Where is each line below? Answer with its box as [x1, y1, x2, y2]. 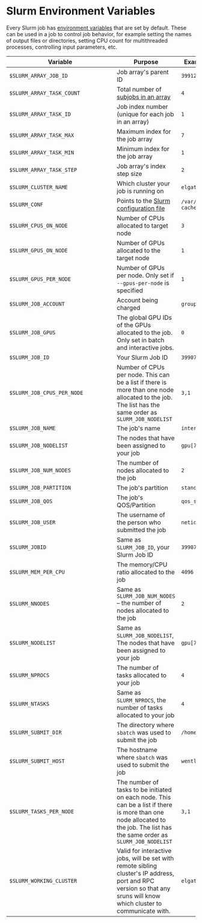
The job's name [117, 424, 161, 432]
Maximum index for [117, 127, 171, 136]
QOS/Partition [117, 501, 156, 509]
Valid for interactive [117, 846, 172, 855]
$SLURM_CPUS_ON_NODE [9, 222, 68, 229]
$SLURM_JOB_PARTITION [9, 484, 71, 491]
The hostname [117, 745, 158, 754]
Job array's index [117, 161, 167, 170]
